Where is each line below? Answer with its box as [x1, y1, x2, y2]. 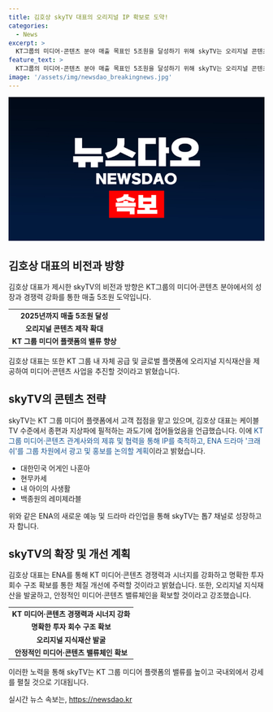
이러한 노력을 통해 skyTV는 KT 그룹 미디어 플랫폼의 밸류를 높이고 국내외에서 [8, 667, 249, 677]
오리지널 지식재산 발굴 [36, 635, 106, 645]
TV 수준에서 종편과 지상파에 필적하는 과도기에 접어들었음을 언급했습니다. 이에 [8, 425, 253, 435]
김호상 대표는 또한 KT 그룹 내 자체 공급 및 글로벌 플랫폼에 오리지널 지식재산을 [8, 356, 252, 366]
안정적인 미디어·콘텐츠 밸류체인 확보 [15, 647, 128, 658]
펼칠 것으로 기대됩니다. [16, 677, 89, 687]
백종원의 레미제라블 [19, 493, 82, 503]
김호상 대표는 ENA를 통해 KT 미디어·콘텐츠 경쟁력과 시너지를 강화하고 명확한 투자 [8, 570, 264, 580]
